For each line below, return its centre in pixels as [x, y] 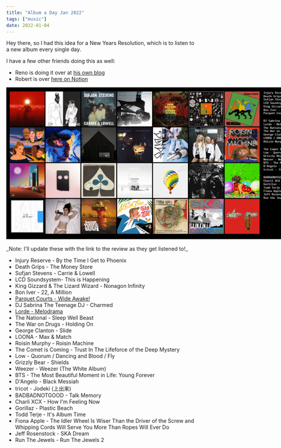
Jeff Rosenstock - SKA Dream [52, 434]
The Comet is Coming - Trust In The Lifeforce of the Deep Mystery [97, 350]
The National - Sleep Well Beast [54, 318]
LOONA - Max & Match [43, 337]
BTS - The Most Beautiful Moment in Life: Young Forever [85, 375]
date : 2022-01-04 [28, 25]
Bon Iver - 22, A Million [43, 292]
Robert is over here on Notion [51, 79]
